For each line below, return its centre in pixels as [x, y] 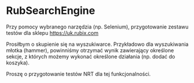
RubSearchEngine [51, 11]
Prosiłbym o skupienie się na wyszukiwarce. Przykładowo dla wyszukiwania [97, 44]
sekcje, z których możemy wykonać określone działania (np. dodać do [91, 56]
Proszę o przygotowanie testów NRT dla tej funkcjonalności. [78, 74]
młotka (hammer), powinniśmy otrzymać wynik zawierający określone [90, 50]
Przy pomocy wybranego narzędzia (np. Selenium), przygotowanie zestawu [97, 27]
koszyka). [18, 63]
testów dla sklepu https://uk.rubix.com [52, 33]
